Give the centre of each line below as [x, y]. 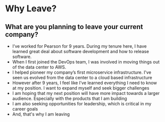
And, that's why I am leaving [41, 114]
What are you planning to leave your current [74, 27]
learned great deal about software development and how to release [81, 51]
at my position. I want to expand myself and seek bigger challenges [81, 88]
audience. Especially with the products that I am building [69, 98]
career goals [25, 109]
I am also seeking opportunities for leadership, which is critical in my [82, 104]
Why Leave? [31, 9]
